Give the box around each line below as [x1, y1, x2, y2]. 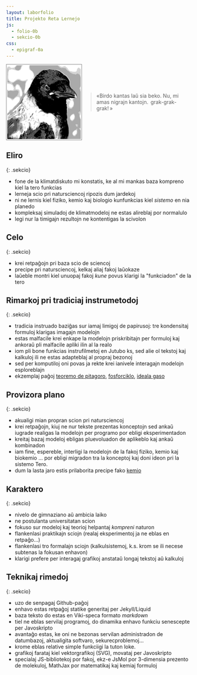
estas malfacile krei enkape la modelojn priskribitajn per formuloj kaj [14, 335, 180, 342]
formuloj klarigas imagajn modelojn [14, 329, 100, 336]
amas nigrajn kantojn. [96, 99, 149, 106]
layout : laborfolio [6, 9, 54, 15]
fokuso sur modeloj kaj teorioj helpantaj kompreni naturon [14, 523, 155, 530]
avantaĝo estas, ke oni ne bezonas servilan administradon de [14, 630, 163, 637]
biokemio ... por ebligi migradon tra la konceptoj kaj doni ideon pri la [14, 454, 179, 461]
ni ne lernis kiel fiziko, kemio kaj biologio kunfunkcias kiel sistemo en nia [14, 196, 190, 204]
